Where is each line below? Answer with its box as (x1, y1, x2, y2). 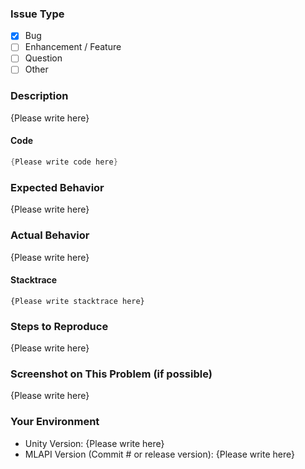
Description (10, 89, 69, 103)
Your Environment (10, 415, 100, 429)
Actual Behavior (10, 228, 90, 242)
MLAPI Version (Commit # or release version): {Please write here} (24, 448, 295, 460)
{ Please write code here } (10, 157, 118, 167)
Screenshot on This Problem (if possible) (10, 367, 213, 381)
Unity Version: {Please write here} (24, 437, 165, 449)
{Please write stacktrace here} (10, 296, 145, 306)
